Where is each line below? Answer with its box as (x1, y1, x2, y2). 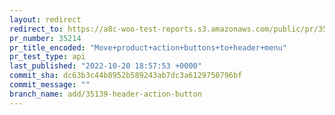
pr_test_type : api (9, 52, 86, 62)
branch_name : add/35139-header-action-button (9, 89, 202, 99)
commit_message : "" (9, 80, 91, 90)
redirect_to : (9, 24, 64, 34)
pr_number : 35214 (9, 33, 82, 43)
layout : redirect (9, 14, 82, 25)
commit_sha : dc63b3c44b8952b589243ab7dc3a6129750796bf (9, 71, 243, 81)
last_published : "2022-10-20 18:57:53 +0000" (9, 61, 202, 71)
